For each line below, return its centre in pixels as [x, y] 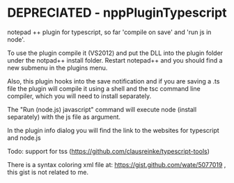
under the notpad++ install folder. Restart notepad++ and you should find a [115, 60]
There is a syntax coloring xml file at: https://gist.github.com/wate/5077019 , [117, 164]
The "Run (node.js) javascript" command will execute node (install [102, 109]
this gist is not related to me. [48, 172]
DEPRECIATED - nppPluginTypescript [117, 13]
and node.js [24, 138]
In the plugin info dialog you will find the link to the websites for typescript [113, 130]
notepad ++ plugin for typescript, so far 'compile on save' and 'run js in [109, 32]
